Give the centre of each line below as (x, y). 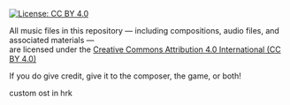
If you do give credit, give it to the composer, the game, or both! (125, 76)
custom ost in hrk (41, 93)
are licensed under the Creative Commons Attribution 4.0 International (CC (145, 49)
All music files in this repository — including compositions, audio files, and (145, 30)
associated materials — (52, 40)
